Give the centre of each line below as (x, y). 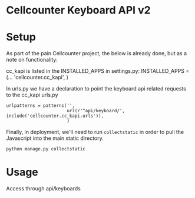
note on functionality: (32, 60)
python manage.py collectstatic (46, 149)
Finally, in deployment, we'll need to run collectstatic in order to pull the (95, 132)
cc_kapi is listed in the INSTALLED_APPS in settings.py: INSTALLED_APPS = (98, 71)
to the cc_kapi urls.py (32, 95)
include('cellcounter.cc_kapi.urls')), (55, 116)
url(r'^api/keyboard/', (96, 111)
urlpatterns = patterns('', (41, 106)
